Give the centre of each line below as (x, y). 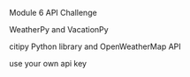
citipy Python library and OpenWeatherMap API (95, 46)
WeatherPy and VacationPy (59, 29)
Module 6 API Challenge (53, 13)
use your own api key (48, 63)
